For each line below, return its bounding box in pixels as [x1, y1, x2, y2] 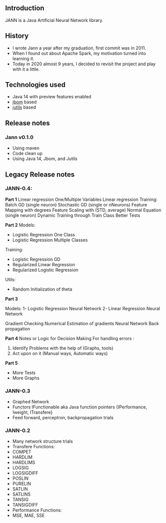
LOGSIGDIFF [12, 470, 39, 476]
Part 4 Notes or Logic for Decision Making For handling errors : [5, 335, 134, 341]
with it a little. [12, 66, 40, 72]
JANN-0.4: [5, 185, 32, 192]
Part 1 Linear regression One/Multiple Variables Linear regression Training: [5, 196, 158, 202]
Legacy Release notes [5, 170, 75, 178]
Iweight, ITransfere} [12, 409, 53, 415]
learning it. [12, 55, 35, 61]
